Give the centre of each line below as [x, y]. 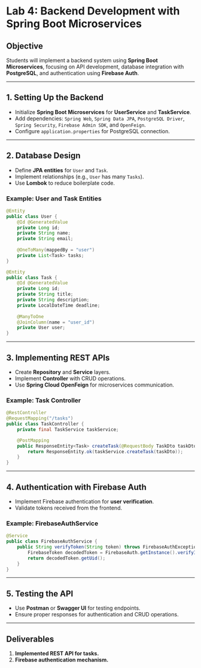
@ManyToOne [31, 316]
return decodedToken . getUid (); [67, 558]
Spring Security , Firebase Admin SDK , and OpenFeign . [80, 125]
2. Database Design [43, 156]
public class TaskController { [45, 424]
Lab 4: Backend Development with [93, 11]
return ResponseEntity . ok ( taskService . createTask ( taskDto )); [106, 451]
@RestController [26, 413]
